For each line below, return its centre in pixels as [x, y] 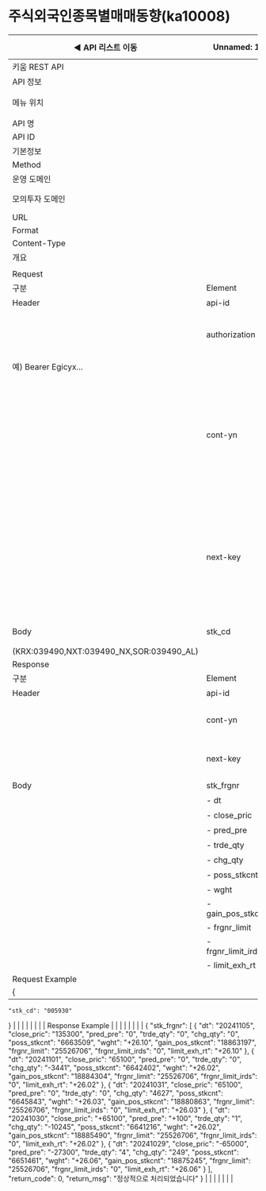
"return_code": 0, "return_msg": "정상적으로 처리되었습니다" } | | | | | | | [121, 1178]
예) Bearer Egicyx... [47, 366]
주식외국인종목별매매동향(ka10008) [120, 16]
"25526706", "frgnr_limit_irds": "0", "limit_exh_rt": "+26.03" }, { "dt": [119, 1110]
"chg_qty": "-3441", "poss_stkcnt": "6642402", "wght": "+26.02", [114, 1067]
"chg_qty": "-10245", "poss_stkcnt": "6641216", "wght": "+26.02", [115, 1127]
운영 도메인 [32, 179]
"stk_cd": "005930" [40, 1011]
